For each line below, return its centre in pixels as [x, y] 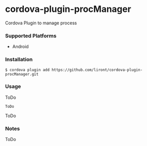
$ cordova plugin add [27, 70]
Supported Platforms [31, 36]
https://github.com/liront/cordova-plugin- [97, 70]
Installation [19, 60]
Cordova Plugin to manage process [41, 23]
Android [20, 47]
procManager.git [22, 74]
